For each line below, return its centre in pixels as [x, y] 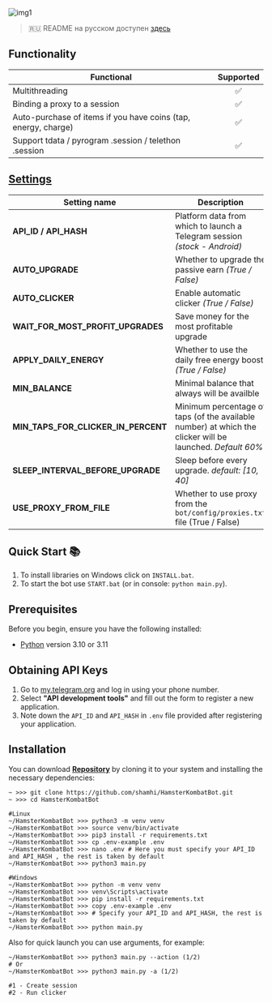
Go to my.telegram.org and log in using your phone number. [120, 690]
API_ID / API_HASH [50, 231]
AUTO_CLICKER [43, 298]
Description [221, 202]
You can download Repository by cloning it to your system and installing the [136, 769]
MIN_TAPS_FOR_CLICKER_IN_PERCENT [90, 426]
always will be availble [217, 393]
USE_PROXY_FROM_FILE [62, 508]
